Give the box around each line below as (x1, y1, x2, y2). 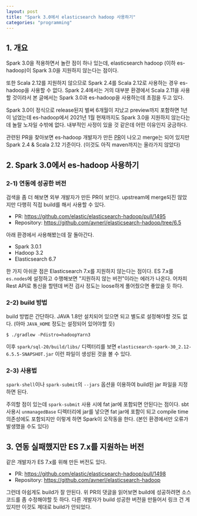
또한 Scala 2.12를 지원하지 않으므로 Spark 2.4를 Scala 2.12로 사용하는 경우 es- (6, 79, 188, 86)
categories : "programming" (6, 19, 72, 25)
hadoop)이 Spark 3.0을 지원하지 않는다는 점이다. (6, 67, 119, 74)
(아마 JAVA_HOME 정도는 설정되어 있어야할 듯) (14, 320, 115, 327)
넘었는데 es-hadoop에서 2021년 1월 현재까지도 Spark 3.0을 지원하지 (12, 114, 171, 121)
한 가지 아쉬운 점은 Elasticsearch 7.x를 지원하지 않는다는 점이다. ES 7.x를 (6, 267, 173, 274)
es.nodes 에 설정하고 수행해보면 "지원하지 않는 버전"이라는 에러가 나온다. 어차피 (6, 275, 188, 282)
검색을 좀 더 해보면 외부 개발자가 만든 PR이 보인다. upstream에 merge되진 (6, 194, 176, 201)
